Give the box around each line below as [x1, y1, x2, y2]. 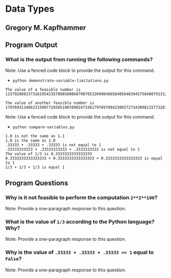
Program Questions [5, 179, 69, 187]
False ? [5, 255, 22, 262]
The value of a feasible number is [5, 87, 81, 92]
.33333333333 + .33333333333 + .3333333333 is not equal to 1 [5, 147, 140, 152]
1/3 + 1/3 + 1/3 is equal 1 [5, 165, 65, 170]
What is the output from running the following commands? [5, 55, 153, 63]
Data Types [5, 3, 54, 15]
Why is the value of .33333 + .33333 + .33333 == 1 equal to [5, 249, 154, 256]
